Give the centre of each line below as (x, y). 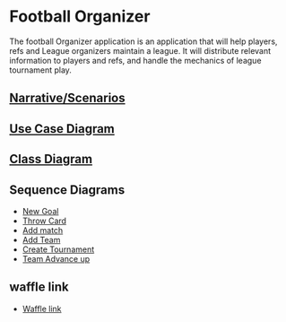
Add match (43, 230)
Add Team (41, 239)
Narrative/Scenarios (67, 98)
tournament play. (40, 70)
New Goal (40, 211)
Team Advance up (56, 258)
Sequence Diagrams (67, 190)
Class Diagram (51, 159)
